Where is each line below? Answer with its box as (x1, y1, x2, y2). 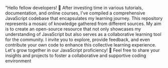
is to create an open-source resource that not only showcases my (5, 26, 141, 32)
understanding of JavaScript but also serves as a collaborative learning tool (5, 31, 161, 37)
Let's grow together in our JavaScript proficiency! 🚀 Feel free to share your (5, 47, 160, 53)
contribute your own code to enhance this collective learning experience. (5, 42, 156, 47)
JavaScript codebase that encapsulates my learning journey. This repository (5, 15, 163, 21)
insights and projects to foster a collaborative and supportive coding (5, 52, 146, 58)
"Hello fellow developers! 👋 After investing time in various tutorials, (5, 5, 143, 10)
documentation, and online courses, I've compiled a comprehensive (5, 10, 145, 16)
